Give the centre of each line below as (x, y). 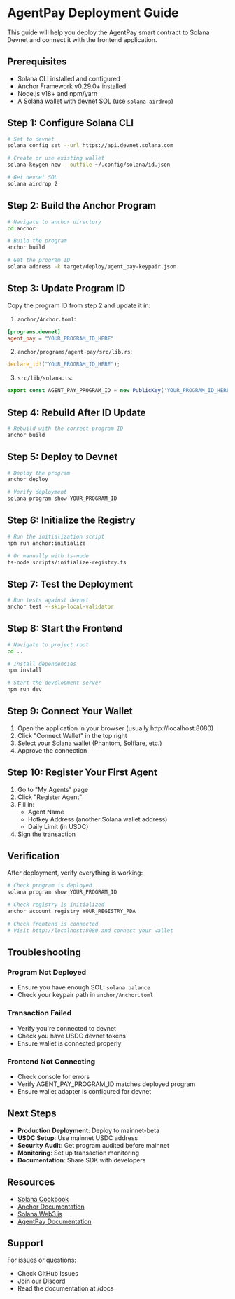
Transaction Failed (40, 1013)
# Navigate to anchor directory (54, 222)
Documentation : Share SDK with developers (81, 1160)
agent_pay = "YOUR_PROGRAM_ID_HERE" (60, 338)
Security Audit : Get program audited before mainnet (93, 1145)
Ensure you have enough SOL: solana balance (84, 987)
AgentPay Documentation (55, 1221)
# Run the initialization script (56, 536)
